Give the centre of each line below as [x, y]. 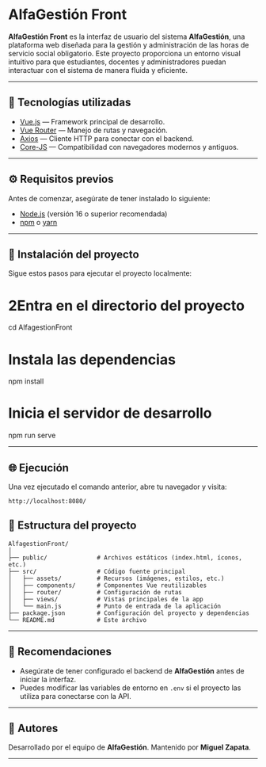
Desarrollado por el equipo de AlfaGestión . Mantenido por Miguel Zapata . [130, 747]
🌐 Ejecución [39, 468]
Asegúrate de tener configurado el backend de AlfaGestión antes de [132, 670]
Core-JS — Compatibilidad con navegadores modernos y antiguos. [129, 147]
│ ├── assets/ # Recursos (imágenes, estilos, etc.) [116, 578]
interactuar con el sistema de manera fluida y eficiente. [98, 70]
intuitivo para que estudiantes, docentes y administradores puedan [118, 62]
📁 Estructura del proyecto [72, 526]
